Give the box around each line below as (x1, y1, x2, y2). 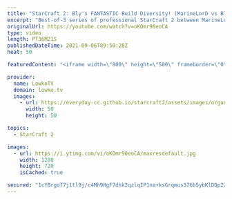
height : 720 (19, 163, 54, 170)
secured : (7, 182, 32, 189)
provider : (7, 73, 36, 80)
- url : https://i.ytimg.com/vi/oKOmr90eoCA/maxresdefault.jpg (13, 150, 196, 157)
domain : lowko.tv (13, 86, 64, 93)
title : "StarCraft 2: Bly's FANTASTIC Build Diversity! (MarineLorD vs (7, 10, 217, 17)
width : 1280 (19, 156, 54, 163)
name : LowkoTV (13, 80, 54, 87)
